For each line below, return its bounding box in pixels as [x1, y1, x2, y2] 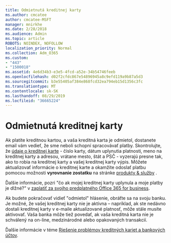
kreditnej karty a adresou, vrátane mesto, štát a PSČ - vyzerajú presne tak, [5, 153, 163, 159]
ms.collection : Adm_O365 [5, 50, 58, 55]
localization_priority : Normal [5, 46, 72, 51]
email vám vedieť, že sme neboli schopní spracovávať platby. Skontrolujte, [5, 143, 162, 149]
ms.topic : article [5, 36, 45, 42]
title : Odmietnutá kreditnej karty [5, 7, 81, 13]
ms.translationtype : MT [5, 84, 56, 89]
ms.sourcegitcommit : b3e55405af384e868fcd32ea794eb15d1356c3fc [5, 79, 143, 84]
